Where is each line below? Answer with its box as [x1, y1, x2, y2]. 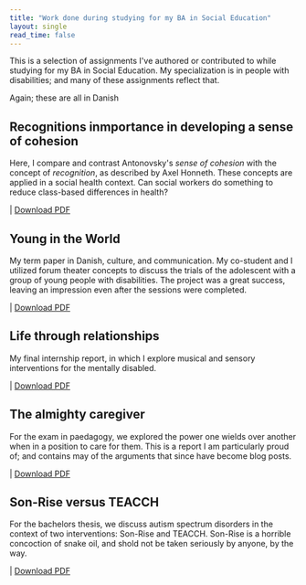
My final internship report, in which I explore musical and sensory [9, 353, 256, 364]
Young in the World [9, 230, 121, 247]
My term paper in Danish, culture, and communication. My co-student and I [9, 255, 293, 266]
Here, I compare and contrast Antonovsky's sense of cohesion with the [9, 157, 277, 169]
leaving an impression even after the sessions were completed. [9, 284, 248, 295]
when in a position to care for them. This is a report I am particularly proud [9, 441, 290, 452]
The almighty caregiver [9, 407, 145, 422]
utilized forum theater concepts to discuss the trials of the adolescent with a [9, 265, 296, 275]
